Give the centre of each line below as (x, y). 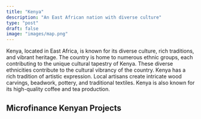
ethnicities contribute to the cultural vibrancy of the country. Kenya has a (96, 70)
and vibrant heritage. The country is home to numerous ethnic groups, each (100, 57)
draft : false (22, 28)
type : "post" (22, 23)
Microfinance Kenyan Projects (64, 108)
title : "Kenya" (25, 12)
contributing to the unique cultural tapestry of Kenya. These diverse (90, 64)
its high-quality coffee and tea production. (58, 89)
